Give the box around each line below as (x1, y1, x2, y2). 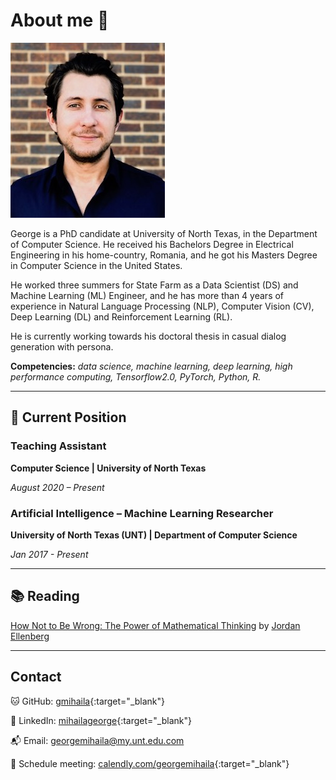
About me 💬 (10, 9, 110, 32)
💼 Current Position (10, 409, 127, 426)
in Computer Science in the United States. (10, 259, 183, 271)
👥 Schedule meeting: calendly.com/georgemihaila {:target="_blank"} (10, 757, 290, 769)
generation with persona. (10, 340, 114, 353)
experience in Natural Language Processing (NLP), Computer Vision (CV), (10, 300, 315, 312)
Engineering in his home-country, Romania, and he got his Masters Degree (10, 249, 318, 261)
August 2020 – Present (10, 481, 105, 493)
